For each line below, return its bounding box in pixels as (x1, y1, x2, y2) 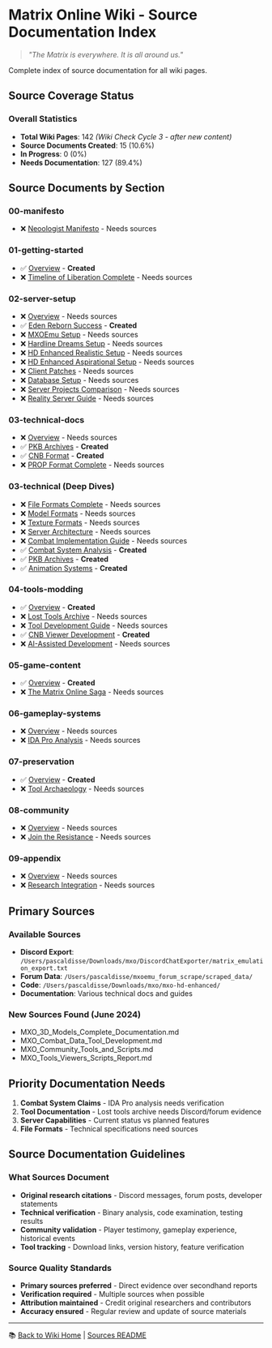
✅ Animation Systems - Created (19, 563, 128, 573)
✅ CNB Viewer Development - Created (19, 629, 151, 639)
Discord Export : (19, 947, 74, 956)
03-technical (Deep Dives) (8, 481, 115, 492)
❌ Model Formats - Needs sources (19, 509, 136, 518)
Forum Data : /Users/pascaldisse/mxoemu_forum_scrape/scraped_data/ (19, 971, 253, 981)
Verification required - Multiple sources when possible (19, 1290, 205, 1299)
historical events (19, 1233, 75, 1243)
